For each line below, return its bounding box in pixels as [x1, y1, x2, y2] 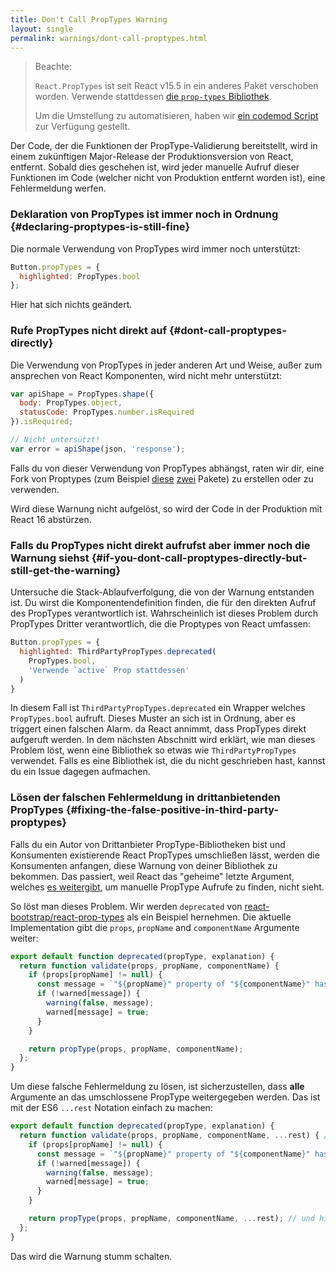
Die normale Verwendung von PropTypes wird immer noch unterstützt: [10, 242, 301, 255]
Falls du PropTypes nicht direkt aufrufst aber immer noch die [10, 538, 311, 552]
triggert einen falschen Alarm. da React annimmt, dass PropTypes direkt [10, 723, 307, 735]
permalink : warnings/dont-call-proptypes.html [10, 33, 208, 43]
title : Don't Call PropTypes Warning [10, 14, 168, 25]
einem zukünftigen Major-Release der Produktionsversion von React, [10, 151, 294, 163]
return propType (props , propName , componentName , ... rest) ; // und [28, 1214, 315, 1224]
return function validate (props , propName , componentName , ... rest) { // [19, 1131, 333, 1141]
